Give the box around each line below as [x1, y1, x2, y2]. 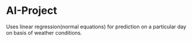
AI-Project [6, 4, 57, 17]
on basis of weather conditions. [6, 29, 83, 36]
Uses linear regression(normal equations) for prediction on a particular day [6, 23, 187, 30]
